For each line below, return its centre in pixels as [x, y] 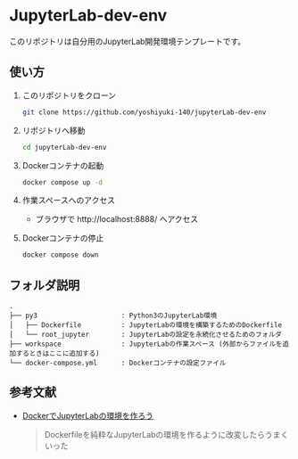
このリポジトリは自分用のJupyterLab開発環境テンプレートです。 [128, 41]
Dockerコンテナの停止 [63, 238]
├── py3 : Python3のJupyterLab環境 [113, 316]
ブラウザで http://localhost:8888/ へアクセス [117, 219]
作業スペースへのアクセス [69, 201]
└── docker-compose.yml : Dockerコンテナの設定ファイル [118, 363]
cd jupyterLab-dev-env [64, 147]
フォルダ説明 [45, 285]
